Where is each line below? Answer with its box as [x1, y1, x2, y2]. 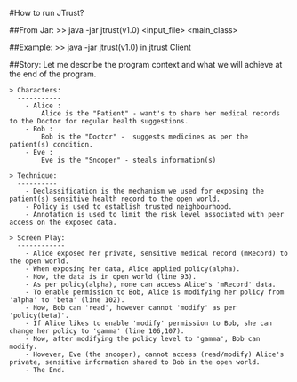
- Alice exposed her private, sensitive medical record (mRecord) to [25, 249, 289, 258]
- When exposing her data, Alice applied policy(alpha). [25, 265, 241, 274]
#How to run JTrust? [9, 8, 84, 18]
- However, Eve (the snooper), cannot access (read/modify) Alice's [25, 350, 285, 359]
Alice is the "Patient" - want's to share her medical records [41, 109, 280, 118]
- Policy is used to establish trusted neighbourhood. [25, 203, 233, 211]
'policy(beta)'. [9, 311, 69, 320]
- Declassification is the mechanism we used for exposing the [25, 187, 265, 195]
